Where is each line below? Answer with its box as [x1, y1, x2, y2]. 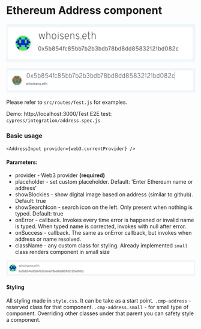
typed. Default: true [14, 210, 64, 217]
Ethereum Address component [6, 4, 163, 17]
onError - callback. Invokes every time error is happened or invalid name [14, 217, 194, 224]
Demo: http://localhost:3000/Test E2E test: [6, 110, 112, 117]
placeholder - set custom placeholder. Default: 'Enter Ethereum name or [14, 178, 193, 186]
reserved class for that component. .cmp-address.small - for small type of [6, 303, 189, 310]
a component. [6, 316, 41, 323]
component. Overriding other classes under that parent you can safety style [6, 310, 194, 317]
